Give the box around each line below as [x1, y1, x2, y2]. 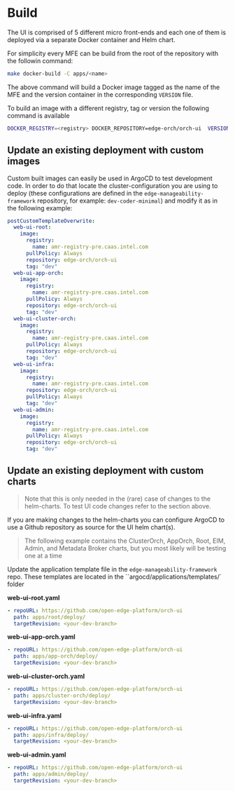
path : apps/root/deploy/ [13, 614, 86, 621]
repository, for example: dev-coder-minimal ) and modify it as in [37, 196, 218, 205]
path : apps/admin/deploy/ [13, 771, 90, 778]
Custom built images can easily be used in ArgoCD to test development [7, 174, 213, 182]
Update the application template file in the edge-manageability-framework [7, 564, 218, 573]
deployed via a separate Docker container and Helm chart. [7, 35, 176, 43]
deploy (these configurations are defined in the [7, 189, 143, 197]
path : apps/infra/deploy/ [13, 731, 90, 738]
